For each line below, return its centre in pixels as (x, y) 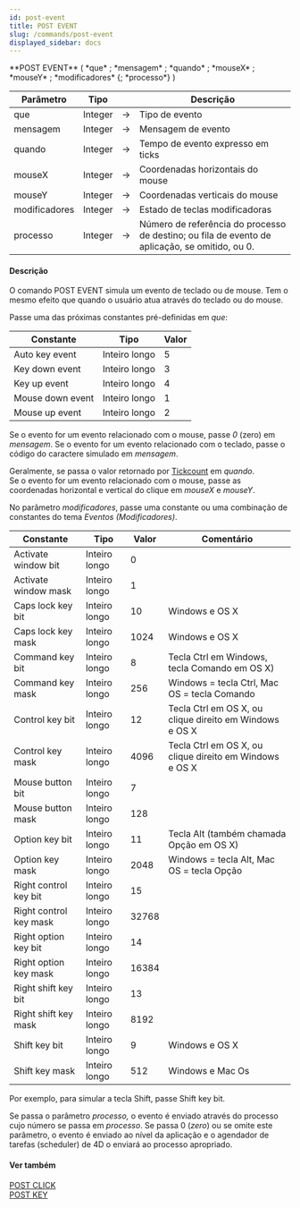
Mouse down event (54, 398)
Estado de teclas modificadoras (205, 209)
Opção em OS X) (204, 845)
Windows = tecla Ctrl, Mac (224, 683)
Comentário (227, 540)
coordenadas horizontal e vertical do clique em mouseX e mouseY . (132, 490)
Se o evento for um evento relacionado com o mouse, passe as (125, 481)
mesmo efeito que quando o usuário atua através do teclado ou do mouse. (146, 300)
